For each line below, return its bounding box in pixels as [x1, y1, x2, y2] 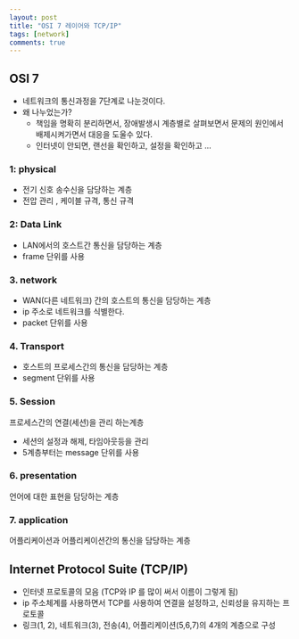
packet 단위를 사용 [21, 317, 88, 328]
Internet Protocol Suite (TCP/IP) [9, 561, 189, 577]
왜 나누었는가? [21, 107, 73, 118]
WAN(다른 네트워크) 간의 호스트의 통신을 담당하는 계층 [21, 295, 212, 306]
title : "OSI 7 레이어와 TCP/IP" [9, 21, 122, 30]
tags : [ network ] [9, 29, 70, 38]
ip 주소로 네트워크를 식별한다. [21, 306, 125, 316]
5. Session [9, 396, 56, 408]
